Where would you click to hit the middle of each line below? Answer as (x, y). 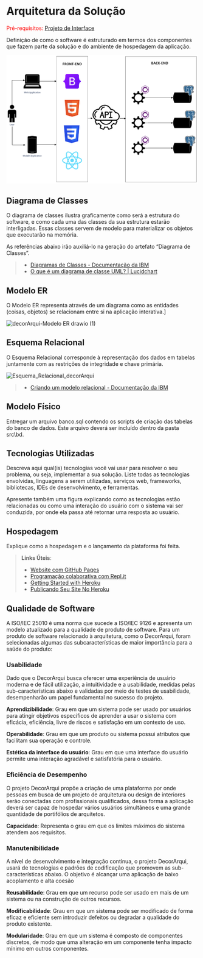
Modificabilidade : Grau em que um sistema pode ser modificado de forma (100, 910)
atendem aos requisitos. (36, 832)
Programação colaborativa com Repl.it (78, 576)
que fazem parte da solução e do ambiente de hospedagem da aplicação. (99, 46)
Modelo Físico (33, 407)
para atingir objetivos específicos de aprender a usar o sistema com (91, 716)
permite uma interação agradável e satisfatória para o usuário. (84, 759)
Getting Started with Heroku (65, 583)
